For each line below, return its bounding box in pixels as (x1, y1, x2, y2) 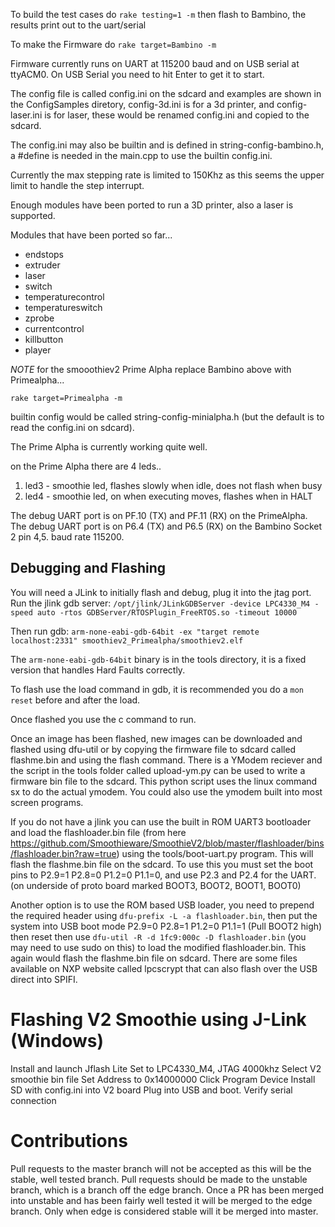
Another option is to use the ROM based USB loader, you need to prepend (10, 899, 315, 911)
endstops (24, 249, 64, 260)
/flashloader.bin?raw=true (10, 847, 117, 859)
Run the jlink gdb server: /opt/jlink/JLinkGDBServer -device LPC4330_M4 (10, 597, 311, 609)
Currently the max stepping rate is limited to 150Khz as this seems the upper (10, 169, 325, 181)
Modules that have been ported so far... (10, 229, 173, 241)
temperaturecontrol (24, 291, 105, 303)
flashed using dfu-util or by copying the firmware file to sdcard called (10, 743, 297, 755)
